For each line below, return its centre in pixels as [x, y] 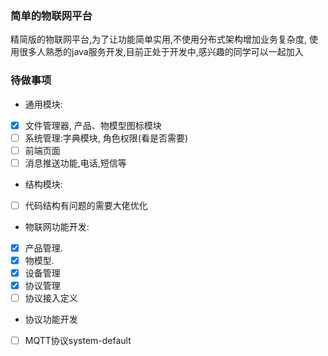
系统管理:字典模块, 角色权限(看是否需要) [106, 138]
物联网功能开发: [57, 226]
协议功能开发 [51, 319]
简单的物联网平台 [51, 15]
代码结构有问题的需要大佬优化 [86, 205]
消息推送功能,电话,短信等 [75, 163]
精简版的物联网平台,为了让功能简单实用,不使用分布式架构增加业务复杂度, [159, 39]
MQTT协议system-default [78, 341]
